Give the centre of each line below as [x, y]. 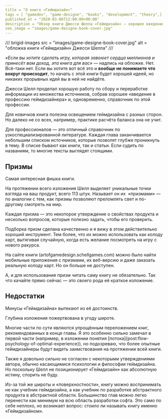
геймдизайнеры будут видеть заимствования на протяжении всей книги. [84, 349]
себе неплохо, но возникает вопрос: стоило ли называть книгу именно [81, 405]
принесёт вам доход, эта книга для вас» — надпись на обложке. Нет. [80, 63]
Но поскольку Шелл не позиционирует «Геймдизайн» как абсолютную [81, 369]
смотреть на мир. [43, 204]
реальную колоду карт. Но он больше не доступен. [60, 265]
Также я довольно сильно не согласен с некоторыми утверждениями [80, 358]
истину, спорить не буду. [32, 374]
